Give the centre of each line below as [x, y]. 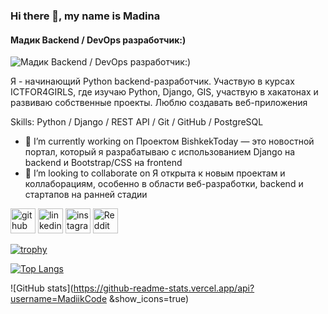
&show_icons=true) [149, 299]
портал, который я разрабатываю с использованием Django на [160, 152]
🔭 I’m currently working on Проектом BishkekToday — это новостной [169, 141]
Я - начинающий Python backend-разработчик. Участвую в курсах [152, 81]
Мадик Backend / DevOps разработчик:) [98, 40]
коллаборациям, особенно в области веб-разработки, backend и [164, 184]
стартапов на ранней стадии [86, 195]
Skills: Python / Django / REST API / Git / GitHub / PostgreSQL [137, 122]
